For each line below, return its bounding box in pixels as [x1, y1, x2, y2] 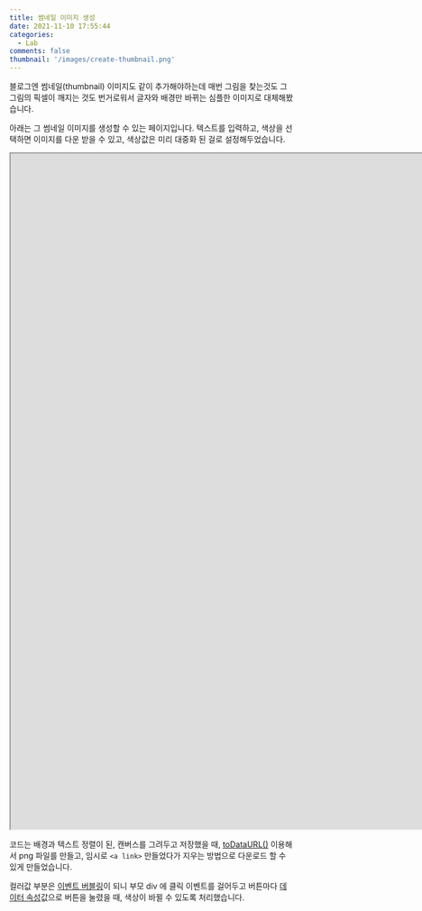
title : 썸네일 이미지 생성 [9, 13, 96, 23]
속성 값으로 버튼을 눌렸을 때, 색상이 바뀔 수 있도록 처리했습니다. [25, 892, 245, 902]
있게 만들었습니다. [9, 861, 73, 872]
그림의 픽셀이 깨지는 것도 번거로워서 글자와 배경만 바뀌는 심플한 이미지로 [9, 92, 262, 103]
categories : [9, 30, 54, 39]
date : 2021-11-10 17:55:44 [9, 22, 111, 31]
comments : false [9, 47, 70, 56]
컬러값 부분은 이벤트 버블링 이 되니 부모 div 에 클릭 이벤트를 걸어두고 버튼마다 [9, 880, 278, 891]
